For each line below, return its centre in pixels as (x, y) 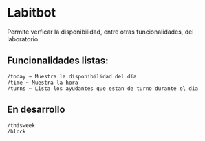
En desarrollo (36, 110)
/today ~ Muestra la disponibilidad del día (72, 76)
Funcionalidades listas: (58, 61)
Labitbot (32, 13)
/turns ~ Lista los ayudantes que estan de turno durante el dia (102, 88)
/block (17, 131)
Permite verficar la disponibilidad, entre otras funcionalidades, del (100, 32)
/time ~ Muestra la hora (43, 83)
